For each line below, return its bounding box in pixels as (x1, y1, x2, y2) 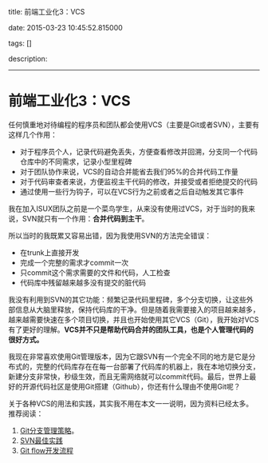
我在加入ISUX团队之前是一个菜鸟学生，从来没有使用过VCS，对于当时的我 (8, 203, 249, 214)
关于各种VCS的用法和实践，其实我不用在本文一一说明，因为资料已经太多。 (8, 398, 254, 408)
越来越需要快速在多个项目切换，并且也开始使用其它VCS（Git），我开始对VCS (8, 314, 259, 324)
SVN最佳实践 (19, 435, 63, 445)
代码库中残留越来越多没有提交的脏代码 (19, 277, 146, 287)
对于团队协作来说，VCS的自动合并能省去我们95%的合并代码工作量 (19, 166, 238, 176)
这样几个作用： (8, 130, 57, 139)
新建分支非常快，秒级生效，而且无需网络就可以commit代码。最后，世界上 (8, 371, 250, 381)
